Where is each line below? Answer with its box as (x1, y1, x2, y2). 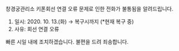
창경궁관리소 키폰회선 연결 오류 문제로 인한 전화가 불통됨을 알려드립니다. (5, 5, 174, 12)
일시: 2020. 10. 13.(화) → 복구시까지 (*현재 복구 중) (14, 18, 134, 25)
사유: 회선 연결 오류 (14, 26, 59, 32)
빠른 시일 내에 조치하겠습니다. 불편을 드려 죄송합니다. (5, 38, 129, 45)
